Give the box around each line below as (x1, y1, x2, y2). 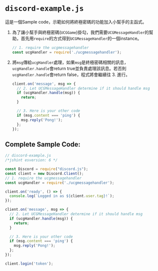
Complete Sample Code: (5, 140, 80, 148)
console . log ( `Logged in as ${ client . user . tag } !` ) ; (9, 194, 115, 198)
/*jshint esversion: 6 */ (5, 158, 58, 163)
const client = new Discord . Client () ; (5, 171, 84, 176)
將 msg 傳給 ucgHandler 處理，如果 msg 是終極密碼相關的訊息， (12, 59, 129, 65)
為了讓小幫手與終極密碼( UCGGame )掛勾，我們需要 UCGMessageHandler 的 (12, 29, 149, 35)
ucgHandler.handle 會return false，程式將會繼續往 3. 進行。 (12, 72, 130, 77)
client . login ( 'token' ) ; (5, 261, 54, 266)
